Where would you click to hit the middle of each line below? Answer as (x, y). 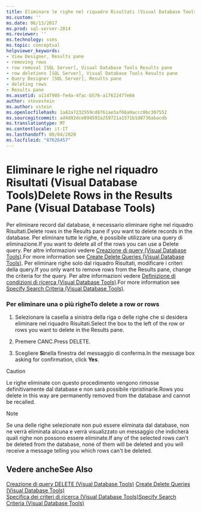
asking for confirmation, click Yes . (57, 359)
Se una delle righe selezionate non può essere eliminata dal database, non (98, 425)
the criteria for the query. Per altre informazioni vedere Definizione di (91, 276)
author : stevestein (31, 101)
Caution (16, 371)
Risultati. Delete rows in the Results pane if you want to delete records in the (99, 231)
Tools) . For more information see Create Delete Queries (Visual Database (95, 256)
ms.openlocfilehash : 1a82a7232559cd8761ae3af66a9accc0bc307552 (87, 112)
